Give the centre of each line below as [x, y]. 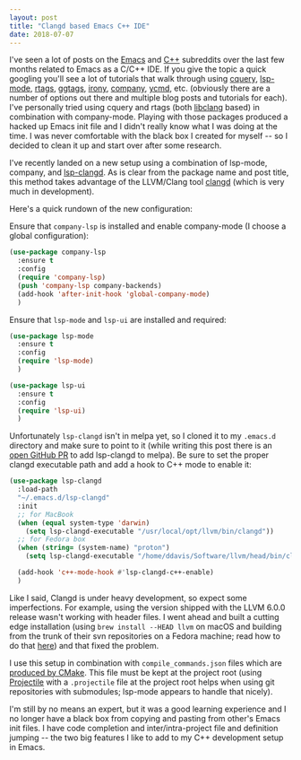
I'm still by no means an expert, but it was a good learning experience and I [148, 709]
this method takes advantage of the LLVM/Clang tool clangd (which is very [147, 182]
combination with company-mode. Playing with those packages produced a [149, 117]
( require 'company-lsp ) [61, 277]
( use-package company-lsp [57, 252]
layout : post [34, 17]
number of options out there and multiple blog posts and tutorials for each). [149, 98]
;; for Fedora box [52, 539]
